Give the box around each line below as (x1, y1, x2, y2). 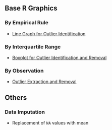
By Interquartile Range (5, 43, 61, 50)
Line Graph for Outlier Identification (12, 30, 86, 37)
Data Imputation (5, 108, 45, 115)
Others (5, 93, 27, 102)
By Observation (5, 67, 44, 74)
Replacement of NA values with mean (12, 119, 89, 125)
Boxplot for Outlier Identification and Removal (12, 54, 107, 60)
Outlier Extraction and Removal (12, 79, 77, 85)
